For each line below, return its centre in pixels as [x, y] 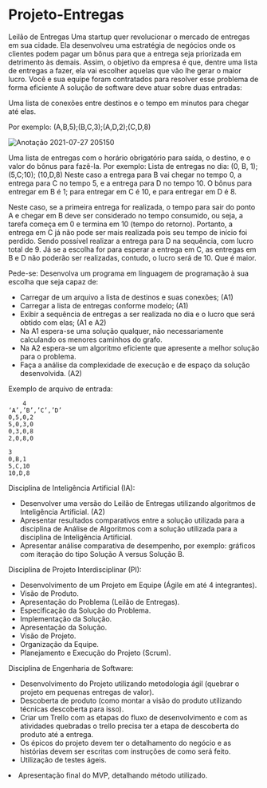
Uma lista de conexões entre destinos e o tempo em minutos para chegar [129, 103]
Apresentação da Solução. [63, 627]
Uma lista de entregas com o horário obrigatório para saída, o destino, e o [130, 158]
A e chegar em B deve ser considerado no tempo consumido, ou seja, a [126, 215]
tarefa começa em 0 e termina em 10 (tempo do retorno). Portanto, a [121, 224]
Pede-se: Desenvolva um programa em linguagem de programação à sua [129, 273]
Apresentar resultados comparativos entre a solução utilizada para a [132, 520]
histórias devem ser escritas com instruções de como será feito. [125, 751]
